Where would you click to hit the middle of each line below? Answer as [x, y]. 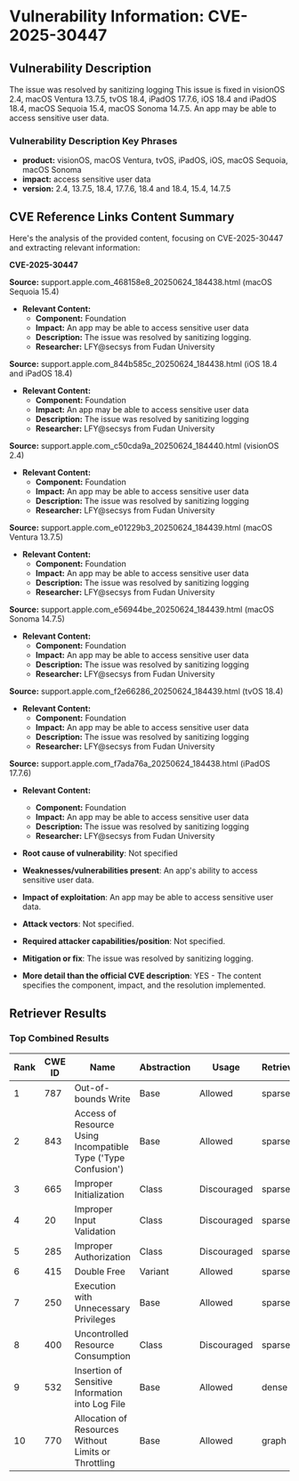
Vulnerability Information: [107, 16]
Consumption [102, 1355]
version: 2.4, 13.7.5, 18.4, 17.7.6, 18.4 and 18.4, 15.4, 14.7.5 [126, 189]
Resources [97, 1429]
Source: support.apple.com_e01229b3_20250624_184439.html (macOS [141, 528]
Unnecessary [102, 1308]
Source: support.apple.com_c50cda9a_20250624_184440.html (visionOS [144, 446]
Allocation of [101, 1418]
